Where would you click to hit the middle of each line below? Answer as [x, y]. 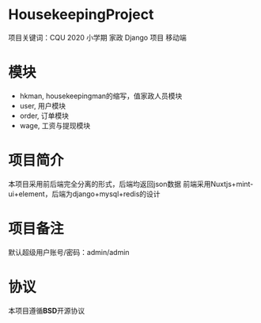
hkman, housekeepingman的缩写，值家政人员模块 [101, 96]
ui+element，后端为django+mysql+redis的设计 [84, 194]
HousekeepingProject [81, 15]
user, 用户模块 [42, 105]
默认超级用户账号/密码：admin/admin [69, 252]
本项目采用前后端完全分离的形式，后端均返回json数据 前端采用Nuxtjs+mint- [131, 184]
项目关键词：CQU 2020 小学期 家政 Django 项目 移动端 [98, 37]
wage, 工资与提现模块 [55, 125]
